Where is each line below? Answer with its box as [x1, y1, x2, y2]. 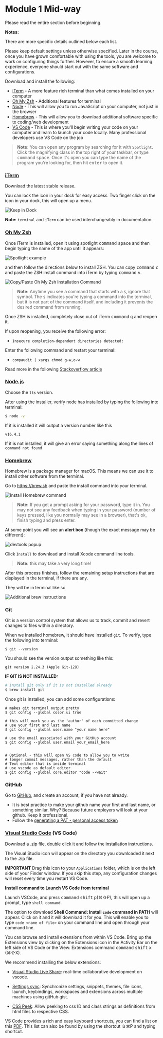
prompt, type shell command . [5, 900, 62, 905]
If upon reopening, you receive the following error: [5, 328, 106, 334]
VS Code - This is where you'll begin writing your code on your [12, 124, 139, 130]
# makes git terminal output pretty [5, 706, 79, 711]
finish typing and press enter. [17, 517, 76, 523]
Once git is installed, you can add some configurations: [5, 696, 116, 702]
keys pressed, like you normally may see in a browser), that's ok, [17, 512, 147, 518]
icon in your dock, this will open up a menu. [5, 198, 92, 204]
